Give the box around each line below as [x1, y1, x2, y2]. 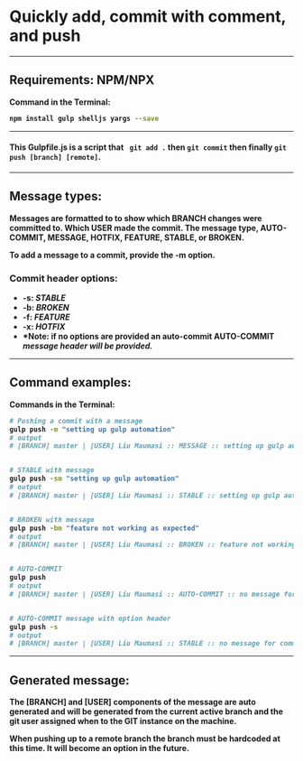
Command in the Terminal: [9, 97, 111, 107]
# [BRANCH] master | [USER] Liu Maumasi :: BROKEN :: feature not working [9, 540, 297, 550]
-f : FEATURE [22, 311, 70, 322]
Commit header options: [9, 272, 119, 284]
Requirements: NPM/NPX [9, 72, 155, 88]
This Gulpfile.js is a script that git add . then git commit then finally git [9, 142, 287, 153]
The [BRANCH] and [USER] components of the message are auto [9, 697, 257, 708]
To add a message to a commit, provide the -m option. [9, 249, 216, 260]
